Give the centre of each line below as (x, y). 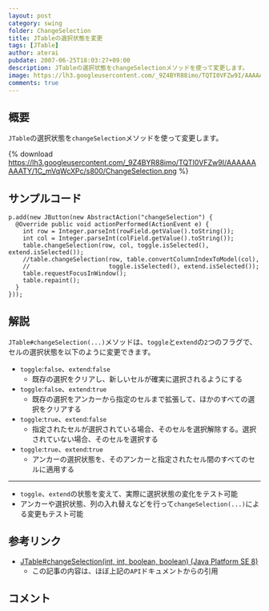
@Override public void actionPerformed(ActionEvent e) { (112, 225)
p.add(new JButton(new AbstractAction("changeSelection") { (111, 217)
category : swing (35, 23)
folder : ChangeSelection (50, 30)
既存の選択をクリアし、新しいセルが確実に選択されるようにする (137, 378)
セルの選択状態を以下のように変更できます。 (82, 352)
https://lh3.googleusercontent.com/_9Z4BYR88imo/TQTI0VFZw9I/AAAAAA (132, 163)
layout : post (30, 16)
